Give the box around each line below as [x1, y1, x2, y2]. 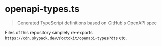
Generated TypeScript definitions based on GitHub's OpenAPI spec [17, 20, 157, 26]
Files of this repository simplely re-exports [5, 29, 93, 35]
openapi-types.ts [5, 3, 80, 15]
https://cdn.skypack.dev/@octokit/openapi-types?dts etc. [5, 35, 127, 41]
